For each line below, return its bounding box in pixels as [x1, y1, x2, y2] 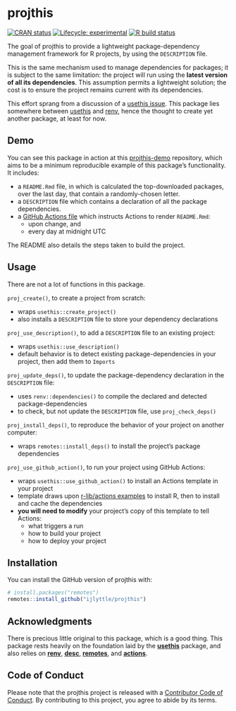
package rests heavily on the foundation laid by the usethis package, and [7, 641, 221, 650]
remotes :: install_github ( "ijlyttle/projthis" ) [7, 596, 147, 603]
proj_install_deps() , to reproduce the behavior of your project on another [7, 420, 224, 429]
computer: [7, 428, 37, 437]
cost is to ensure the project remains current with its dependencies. [7, 85, 204, 94]
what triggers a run [27, 521, 84, 530]
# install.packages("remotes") [7, 589, 99, 597]
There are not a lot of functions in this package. [7, 280, 146, 288]
